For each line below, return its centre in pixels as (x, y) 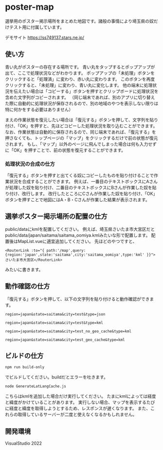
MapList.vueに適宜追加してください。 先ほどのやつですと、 (77, 241)
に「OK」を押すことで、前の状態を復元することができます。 (65, 150)
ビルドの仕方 (24, 356)
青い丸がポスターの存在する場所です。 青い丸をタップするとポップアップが (80, 67)
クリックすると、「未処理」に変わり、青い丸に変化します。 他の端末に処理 (79, 85)
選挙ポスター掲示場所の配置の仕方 (56, 216)
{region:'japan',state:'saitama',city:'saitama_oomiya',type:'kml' (75, 255)
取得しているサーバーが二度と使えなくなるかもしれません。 (77, 415)
